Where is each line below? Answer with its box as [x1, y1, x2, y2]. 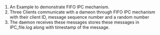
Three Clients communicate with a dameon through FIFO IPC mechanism [9, 9, 155, 15]
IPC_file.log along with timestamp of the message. [9, 24, 110, 30]
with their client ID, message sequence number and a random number [9, 14, 149, 20]
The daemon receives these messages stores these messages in [9, 19, 140, 25]
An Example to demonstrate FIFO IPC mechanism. [9, 4, 110, 10]
